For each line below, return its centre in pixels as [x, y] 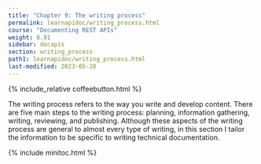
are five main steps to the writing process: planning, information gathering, [129, 112]
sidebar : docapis [37, 45]
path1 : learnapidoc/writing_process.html [77, 60]
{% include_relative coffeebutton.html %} [75, 89]
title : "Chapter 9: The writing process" [77, 15]
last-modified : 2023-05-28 [52, 67]
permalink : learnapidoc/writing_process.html [84, 23]
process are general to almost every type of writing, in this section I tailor [127, 129]
